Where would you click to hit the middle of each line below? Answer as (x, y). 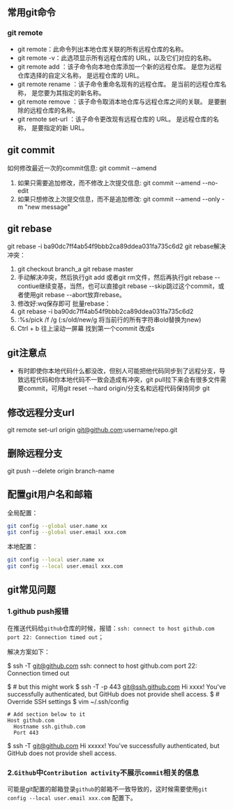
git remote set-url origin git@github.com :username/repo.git (92, 429)
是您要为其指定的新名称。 (68, 92)
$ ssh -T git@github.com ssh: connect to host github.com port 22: (102, 666)
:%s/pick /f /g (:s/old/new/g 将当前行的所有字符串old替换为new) (109, 320)
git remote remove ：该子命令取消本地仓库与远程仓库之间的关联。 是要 (119, 101)
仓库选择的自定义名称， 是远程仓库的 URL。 (80, 75)
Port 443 (26, 733)
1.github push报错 (38, 612)
